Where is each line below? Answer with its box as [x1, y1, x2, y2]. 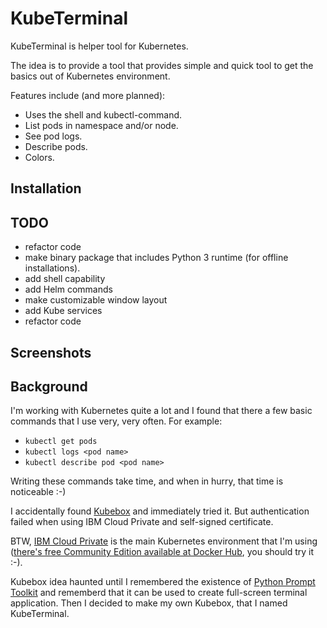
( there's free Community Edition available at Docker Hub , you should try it [10, 546, 314, 558]
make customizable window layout [24, 294, 168, 306]
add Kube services [24, 305, 103, 317]
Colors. [24, 151, 55, 163]
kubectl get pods [24, 437, 98, 447]
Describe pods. [24, 140, 88, 152]
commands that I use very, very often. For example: [10, 415, 223, 427]
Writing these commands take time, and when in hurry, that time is [10, 475, 284, 487]
